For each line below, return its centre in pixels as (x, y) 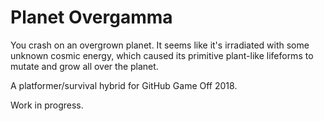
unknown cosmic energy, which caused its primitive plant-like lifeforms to (162, 55)
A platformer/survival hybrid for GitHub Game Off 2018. (124, 85)
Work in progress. (47, 105)
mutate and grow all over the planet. (84, 66)
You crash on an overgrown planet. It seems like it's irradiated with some (160, 45)
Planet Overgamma (91, 17)
